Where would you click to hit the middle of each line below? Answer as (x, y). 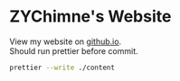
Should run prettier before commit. (74, 50)
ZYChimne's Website (90, 17)
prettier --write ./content (62, 67)
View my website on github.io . (66, 41)
